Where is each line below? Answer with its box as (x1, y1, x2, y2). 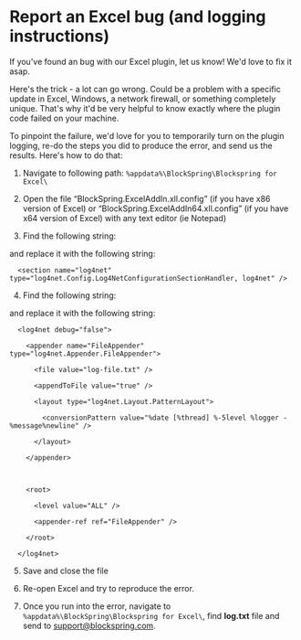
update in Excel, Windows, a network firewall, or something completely (9, 93, 276, 104)
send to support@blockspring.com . (22, 620, 157, 631)
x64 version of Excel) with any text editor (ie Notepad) (22, 212, 227, 223)
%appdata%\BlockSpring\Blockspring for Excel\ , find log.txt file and (22, 610, 280, 621)
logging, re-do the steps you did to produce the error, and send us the (9, 140, 273, 151)
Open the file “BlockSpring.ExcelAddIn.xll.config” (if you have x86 (22, 193, 271, 204)
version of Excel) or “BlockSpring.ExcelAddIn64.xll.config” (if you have (22, 203, 289, 214)
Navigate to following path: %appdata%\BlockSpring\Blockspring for (22, 167, 278, 178)
